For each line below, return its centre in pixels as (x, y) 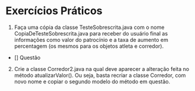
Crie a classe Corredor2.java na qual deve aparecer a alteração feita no (102, 69)
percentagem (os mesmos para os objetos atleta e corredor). (89, 46)
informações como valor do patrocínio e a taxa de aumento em (91, 40)
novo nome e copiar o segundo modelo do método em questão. (92, 82)
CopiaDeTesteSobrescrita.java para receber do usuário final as (91, 33)
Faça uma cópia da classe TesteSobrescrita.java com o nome (89, 27)
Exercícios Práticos (54, 11)
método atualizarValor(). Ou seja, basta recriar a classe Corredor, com (100, 75)
